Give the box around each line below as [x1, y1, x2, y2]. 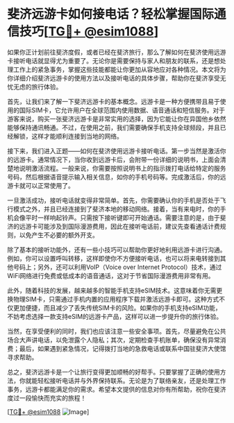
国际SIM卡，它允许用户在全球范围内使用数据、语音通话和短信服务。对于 [19, 105, 226, 114]
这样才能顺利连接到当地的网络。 [31, 132, 123, 140]
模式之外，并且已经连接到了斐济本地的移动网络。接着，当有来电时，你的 [12, 205, 220, 213]
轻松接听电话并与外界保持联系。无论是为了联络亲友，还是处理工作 [37, 376, 226, 385]
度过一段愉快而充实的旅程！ [7, 393, 87, 402]
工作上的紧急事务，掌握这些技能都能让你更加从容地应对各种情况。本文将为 [12, 65, 226, 74]
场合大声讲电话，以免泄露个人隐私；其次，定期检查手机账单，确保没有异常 [7, 336, 220, 344]
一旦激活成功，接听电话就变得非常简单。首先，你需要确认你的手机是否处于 [7, 196, 220, 205]
